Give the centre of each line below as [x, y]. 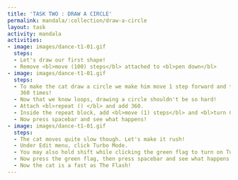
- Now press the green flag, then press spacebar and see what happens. [123, 159]
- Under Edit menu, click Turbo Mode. [71, 146]
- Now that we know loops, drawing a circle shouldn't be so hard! [115, 100]
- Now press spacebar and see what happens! [80, 119]
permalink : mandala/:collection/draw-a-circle [77, 21]
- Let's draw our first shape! [60, 60]
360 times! [36, 93]
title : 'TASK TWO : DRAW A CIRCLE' [60, 14]
